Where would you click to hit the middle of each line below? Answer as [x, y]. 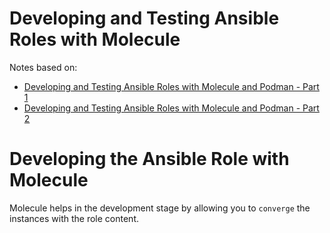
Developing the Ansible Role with [149, 159]
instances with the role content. [74, 218]
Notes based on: [43, 67]
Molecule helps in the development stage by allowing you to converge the [160, 208]
